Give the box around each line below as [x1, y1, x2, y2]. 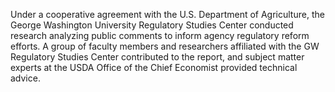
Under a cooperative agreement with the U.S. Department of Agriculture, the [10, 9, 325, 20]
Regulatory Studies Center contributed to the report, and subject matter [10, 51, 305, 63]
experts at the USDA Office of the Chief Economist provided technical [10, 62, 298, 73]
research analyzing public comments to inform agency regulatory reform [10, 30, 310, 41]
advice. [10, 72, 41, 84]
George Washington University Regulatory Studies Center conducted [10, 19, 294, 31]
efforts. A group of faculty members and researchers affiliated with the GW [10, 40, 320, 52]
